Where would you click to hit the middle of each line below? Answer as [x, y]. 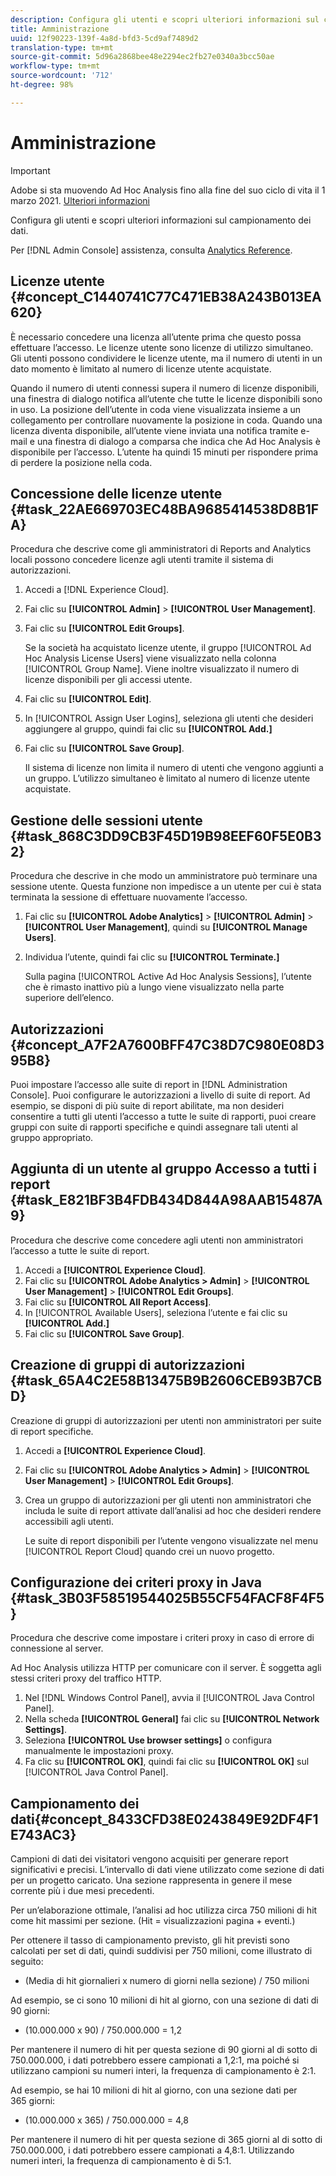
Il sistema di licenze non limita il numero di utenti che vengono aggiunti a [174, 768]
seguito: [27, 1962]
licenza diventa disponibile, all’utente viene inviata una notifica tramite [154, 430]
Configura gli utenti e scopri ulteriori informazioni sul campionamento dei [161, 220]
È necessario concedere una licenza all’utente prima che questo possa [156, 337]
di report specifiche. [52, 1431]
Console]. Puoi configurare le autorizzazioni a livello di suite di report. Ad [160, 1095]
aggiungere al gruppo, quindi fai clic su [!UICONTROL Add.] [148, 729]
